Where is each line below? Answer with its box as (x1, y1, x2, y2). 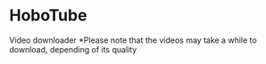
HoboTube (9, 5, 87, 26)
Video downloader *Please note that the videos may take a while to (9, 35, 257, 45)
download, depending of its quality (9, 44, 137, 54)
